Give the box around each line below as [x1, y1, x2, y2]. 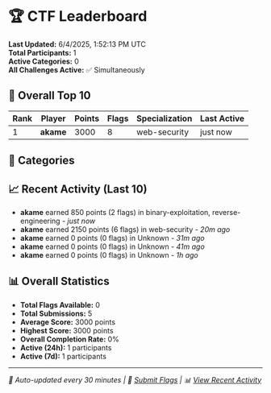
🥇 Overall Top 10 [8, 89, 91, 102]
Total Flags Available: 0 [19, 300, 101, 309]
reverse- [212, 207, 241, 217]
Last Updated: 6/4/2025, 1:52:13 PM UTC [8, 39, 147, 49]
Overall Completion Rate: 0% [19, 334, 119, 344]
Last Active [200, 113, 244, 124]
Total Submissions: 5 [19, 308, 93, 318]
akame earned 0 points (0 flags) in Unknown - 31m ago [19, 233, 205, 242]
